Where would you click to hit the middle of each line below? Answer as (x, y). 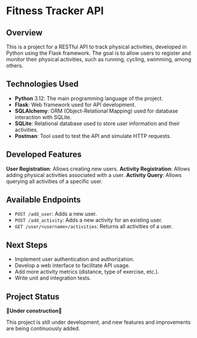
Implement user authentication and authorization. (74, 259)
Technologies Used (42, 84)
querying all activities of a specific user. (55, 181)
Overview (24, 33)
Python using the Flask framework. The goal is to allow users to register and (98, 53)
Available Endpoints (44, 200)
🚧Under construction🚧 (34, 311)
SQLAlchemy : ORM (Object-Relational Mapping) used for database (96, 111)
